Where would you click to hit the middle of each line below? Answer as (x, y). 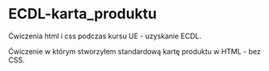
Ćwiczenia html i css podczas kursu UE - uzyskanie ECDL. (105, 36)
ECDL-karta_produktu (83, 14)
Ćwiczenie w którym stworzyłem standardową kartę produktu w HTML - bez (134, 51)
